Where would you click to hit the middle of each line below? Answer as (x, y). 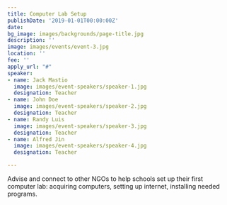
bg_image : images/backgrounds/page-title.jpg (75, 34)
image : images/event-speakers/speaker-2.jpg (80, 106)
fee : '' (19, 60)
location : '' (27, 54)
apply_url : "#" (30, 67)
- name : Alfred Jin (36, 139)
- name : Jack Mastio (38, 80)
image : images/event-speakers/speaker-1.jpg (80, 87)
